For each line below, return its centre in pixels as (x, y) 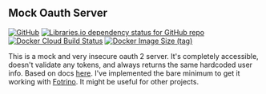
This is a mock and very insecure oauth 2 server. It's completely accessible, (133, 56)
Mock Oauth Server (58, 13)
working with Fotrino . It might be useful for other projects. (103, 81)
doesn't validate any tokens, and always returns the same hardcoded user (131, 65)
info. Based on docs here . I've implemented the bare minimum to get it (124, 73)
